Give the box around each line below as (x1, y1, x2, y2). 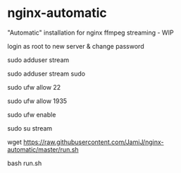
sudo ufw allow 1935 (7, 97, 68, 105)
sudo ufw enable (7, 110, 56, 119)
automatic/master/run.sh (7, 145, 79, 153)
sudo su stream (7, 124, 53, 132)
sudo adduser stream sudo (7, 69, 86, 78)
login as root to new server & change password (7, 42, 144, 50)
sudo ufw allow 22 (7, 83, 61, 91)
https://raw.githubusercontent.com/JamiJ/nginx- (23, 138, 164, 146)
